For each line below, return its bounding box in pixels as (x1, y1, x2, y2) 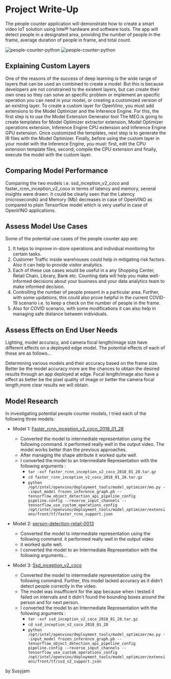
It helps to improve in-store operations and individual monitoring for (12, 245, 155, 252)
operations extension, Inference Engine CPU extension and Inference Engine (5, 124, 166, 130)
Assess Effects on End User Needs (5, 325, 118, 334)
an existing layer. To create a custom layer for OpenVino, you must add (5, 102, 154, 109)
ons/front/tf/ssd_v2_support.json (28, 659, 102, 664)
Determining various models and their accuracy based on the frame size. (5, 360, 159, 366)
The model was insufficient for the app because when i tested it (20, 588, 155, 594)
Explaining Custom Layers (5, 61, 90, 70)
